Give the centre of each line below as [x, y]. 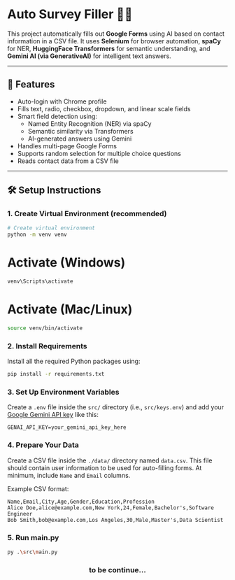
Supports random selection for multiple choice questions [99, 153]
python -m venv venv [37, 235]
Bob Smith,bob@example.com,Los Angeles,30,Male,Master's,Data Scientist [115, 520]
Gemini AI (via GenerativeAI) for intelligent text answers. [89, 56]
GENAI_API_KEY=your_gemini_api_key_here [67, 427]
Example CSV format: [38, 488]
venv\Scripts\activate [40, 282]
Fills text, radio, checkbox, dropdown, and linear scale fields [104, 108]
